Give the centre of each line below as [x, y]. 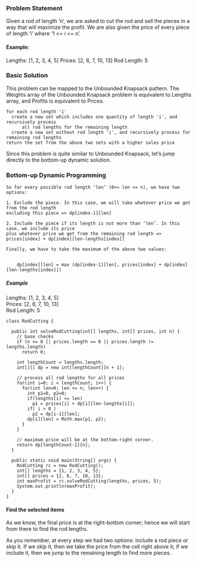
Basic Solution [27, 75]
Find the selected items [35, 510]
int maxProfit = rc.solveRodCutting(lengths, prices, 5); [89, 481]
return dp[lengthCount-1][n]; [54, 445]
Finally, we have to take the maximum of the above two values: [86, 249]
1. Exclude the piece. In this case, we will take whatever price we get [98, 203]
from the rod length [31, 208]
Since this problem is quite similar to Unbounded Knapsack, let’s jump [91, 153]
